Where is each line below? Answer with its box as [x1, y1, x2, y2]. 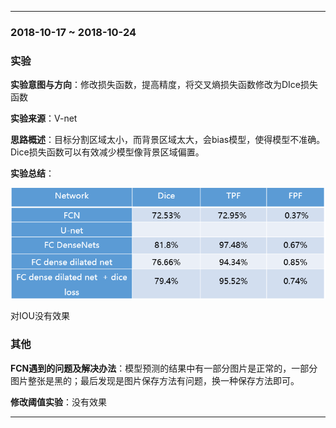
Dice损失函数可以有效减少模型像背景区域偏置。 [10, 146, 205, 158]
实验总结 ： [10, 167, 55, 180]
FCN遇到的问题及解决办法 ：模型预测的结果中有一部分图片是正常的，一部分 [10, 362, 318, 374]
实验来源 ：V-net [10, 112, 78, 125]
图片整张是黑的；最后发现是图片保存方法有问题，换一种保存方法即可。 [10, 374, 300, 386]
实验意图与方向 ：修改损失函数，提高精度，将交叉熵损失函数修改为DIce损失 [10, 79, 319, 91]
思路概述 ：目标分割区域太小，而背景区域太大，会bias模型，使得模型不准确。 [10, 134, 326, 146]
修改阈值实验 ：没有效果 [10, 396, 107, 408]
